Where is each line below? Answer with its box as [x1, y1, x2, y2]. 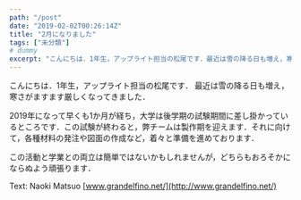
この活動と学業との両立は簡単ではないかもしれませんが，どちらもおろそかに [9, 152, 291, 162]
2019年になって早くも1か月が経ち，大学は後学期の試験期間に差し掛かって [9, 111, 281, 121]
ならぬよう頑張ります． [9, 162, 96, 173]
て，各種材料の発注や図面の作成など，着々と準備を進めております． [9, 133, 260, 143]
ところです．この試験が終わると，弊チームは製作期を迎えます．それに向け [16, 121, 291, 132]
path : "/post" [9, 12, 63, 22]
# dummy [9, 46, 39, 55]
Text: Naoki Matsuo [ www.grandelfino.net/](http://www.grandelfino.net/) [9, 180, 278, 191]
